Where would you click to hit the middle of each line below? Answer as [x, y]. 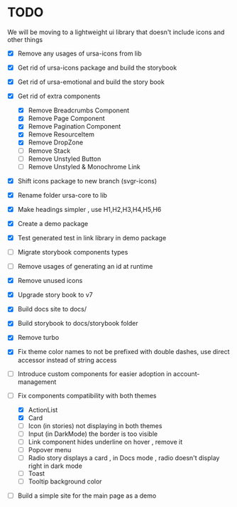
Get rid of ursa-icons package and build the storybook [97, 68]
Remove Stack [49, 151]
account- [186, 373]
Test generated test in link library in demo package [92, 238]
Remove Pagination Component [75, 127]
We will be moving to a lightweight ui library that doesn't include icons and [116, 32]
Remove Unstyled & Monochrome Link [84, 166]
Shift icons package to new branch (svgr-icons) [87, 181]
